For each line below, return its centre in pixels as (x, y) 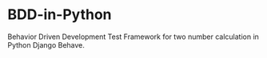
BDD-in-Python (60, 15)
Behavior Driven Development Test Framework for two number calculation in (133, 37)
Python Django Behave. (46, 44)
